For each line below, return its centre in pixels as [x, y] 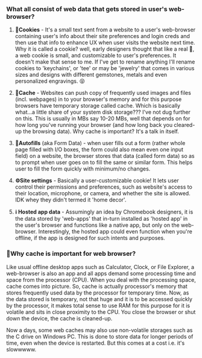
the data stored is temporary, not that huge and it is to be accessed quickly [99, 299]
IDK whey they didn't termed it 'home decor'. [71, 200]
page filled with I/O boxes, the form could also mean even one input [99, 149]
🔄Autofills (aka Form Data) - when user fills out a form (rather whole [100, 143]
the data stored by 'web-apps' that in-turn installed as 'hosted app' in [101, 219]
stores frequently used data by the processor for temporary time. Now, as [98, 293]
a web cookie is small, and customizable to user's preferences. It [96, 56]
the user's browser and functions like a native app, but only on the [97, 225]
